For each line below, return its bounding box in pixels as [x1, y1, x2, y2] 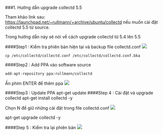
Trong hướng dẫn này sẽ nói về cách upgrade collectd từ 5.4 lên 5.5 [5, 34, 141, 39]
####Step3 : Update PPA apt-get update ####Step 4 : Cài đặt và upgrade [5, 90, 153, 96]
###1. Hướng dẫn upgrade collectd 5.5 [5, 5, 82, 10]
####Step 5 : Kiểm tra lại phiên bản [5, 125, 76, 130]
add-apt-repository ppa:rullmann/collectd [5, 71, 92, 76]
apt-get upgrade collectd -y [5, 115, 61, 120]
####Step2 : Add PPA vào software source [5, 62, 91, 68]
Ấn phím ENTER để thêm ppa [5, 80, 63, 86]
